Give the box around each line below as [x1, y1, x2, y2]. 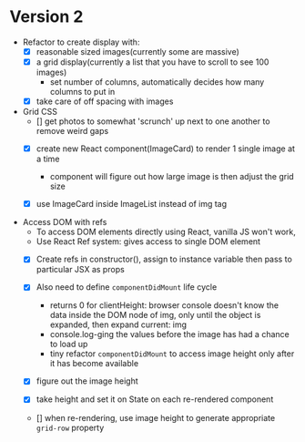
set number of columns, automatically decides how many [49, 77, 265, 87]
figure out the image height [36, 375, 138, 386]
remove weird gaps [36, 126, 109, 137]
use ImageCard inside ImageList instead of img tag [36, 199, 228, 210]
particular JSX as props [36, 264, 125, 275]
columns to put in [49, 87, 116, 98]
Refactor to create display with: [22, 36, 140, 47]
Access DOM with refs [22, 217, 107, 228]
